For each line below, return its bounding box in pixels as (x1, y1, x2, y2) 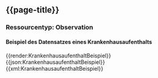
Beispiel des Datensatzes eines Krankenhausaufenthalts (5, 38, 153, 45)
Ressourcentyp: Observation (5, 23, 94, 32)
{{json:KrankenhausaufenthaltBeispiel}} (5, 58, 106, 66)
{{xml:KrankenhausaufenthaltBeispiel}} (5, 65, 104, 72)
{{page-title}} (5, 5, 60, 15)
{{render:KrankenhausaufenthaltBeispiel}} (5, 52, 111, 59)
